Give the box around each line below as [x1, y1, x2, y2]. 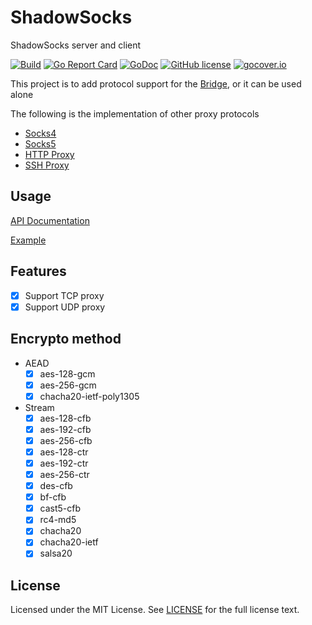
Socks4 [24, 127, 57, 139]
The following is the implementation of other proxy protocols [10, 107, 260, 120]
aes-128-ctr [39, 446, 89, 458]
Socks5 [24, 137, 57, 150]
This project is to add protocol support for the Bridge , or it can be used [10, 77, 302, 90]
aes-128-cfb [39, 412, 92, 424]
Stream [24, 401, 55, 413]
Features [10, 263, 67, 280]
